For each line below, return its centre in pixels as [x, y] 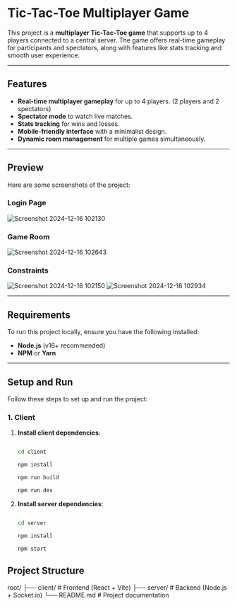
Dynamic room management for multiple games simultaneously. [111, 139]
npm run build [38, 478]
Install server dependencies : [60, 503]
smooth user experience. [43, 55]
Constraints [28, 270]
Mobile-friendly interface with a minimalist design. [92, 131]
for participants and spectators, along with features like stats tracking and [115, 47]
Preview [26, 168]
